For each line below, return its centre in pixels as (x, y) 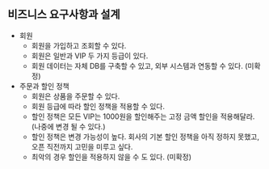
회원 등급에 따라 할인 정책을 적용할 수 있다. (98, 106)
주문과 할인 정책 (44, 86)
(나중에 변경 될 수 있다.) (68, 126)
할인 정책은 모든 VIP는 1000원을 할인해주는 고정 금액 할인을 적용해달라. (143, 116)
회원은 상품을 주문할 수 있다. (76, 96)
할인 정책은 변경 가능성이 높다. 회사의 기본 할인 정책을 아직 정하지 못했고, (145, 137)
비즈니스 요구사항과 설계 (64, 15)
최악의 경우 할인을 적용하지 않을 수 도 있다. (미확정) (111, 157)
